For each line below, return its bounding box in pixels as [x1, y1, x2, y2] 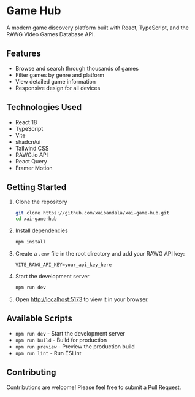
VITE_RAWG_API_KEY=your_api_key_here [15, 262, 112, 268]
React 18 [15, 118, 37, 126]
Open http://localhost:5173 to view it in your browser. [15, 296, 149, 303]
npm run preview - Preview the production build [15, 342, 135, 350]
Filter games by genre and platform [15, 71, 104, 79]
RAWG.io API [15, 151, 48, 159]
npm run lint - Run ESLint [15, 349, 82, 356]
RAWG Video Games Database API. [6, 30, 96, 37]
